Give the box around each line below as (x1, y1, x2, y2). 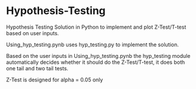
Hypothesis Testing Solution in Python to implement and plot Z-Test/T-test (6, 23, 187, 30)
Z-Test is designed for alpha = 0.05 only (6, 76, 103, 83)
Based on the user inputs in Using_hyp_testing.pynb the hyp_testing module (6, 52, 191, 59)
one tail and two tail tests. (6, 64, 69, 71)
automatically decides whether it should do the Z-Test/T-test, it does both (6, 59, 185, 66)
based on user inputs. (6, 29, 59, 36)
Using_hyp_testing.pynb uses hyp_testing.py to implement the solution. (6, 41, 179, 48)
